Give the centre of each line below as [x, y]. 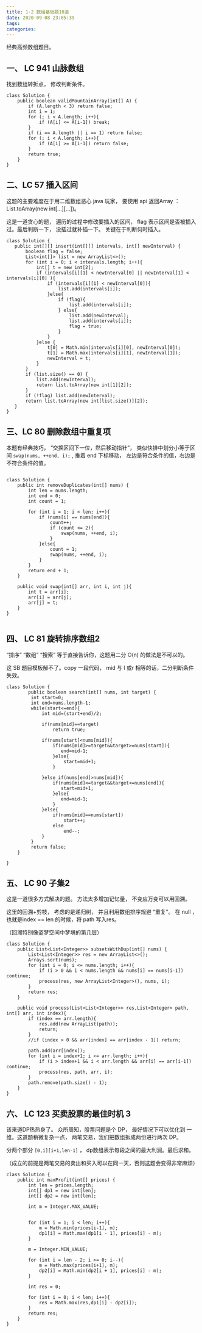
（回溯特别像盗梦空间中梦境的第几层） [54, 932]
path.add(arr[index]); [57, 1051]
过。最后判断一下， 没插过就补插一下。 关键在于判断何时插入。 [85, 229]
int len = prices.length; [61, 1185]
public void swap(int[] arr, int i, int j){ [75, 586]
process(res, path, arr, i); [76, 1072]
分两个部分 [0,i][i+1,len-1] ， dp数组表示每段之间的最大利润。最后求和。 [100, 1150]
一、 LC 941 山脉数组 [45, 68]
